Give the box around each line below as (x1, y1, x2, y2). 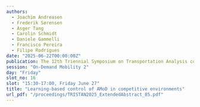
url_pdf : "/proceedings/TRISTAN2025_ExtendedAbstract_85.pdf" (6, 92, 164, 97)
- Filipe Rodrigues (11, 48, 60, 53)
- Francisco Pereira (11, 42, 62, 48)
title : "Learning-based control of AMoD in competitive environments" (6, 86, 185, 92)
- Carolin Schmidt (11, 31, 58, 37)
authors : (6, 8, 28, 15)
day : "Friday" (6, 70, 42, 75)
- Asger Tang (11, 25, 44, 32)
